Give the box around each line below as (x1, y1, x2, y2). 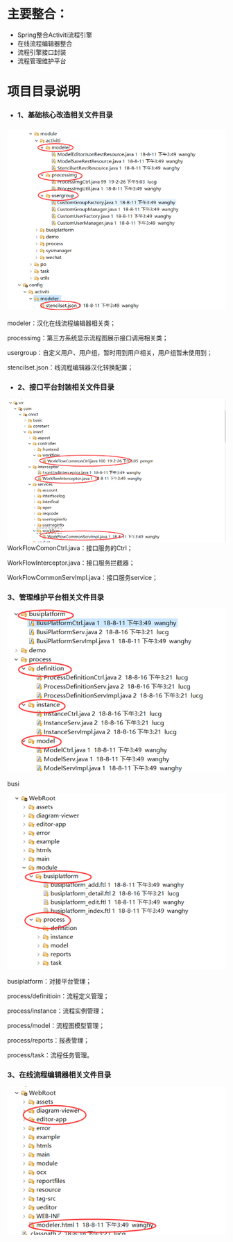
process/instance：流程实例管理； (7, 1007, 105, 1015)
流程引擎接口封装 (17, 48, 67, 56)
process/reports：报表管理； (7, 1036, 90, 1044)
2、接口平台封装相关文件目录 (17, 382, 114, 392)
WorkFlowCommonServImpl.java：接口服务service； (7, 574, 158, 582)
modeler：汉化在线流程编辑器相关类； (7, 319, 116, 327)
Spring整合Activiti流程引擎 (17, 31, 92, 39)
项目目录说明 (7, 84, 81, 99)
